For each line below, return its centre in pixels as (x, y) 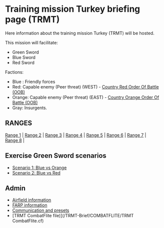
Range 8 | (15, 140)
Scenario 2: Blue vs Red (36, 172)
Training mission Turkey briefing (73, 9)
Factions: (14, 72)
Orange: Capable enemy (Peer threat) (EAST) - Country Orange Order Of (85, 97)
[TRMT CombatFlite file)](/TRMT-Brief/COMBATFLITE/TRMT (73, 216)
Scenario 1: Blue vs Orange (39, 168)
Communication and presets (41, 210)
